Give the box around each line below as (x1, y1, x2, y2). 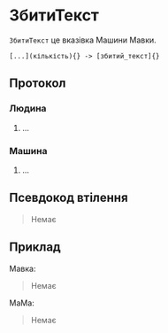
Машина (9, 144, 48, 157)
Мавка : (9, 263, 36, 274)
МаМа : (9, 298, 35, 308)
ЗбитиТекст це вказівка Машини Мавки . (9, 35, 157, 45)
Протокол (9, 76, 66, 91)
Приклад (9, 240, 61, 255)
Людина (9, 103, 47, 115)
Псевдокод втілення (9, 190, 128, 205)
